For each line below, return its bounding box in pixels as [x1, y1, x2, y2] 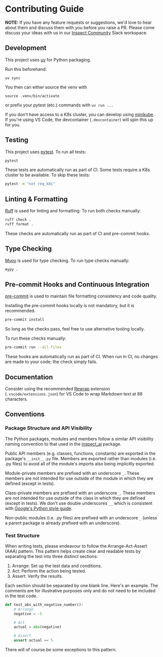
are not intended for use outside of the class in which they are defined [5, 495, 146, 501]
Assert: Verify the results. [12, 573, 63, 579]
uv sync [5, 75, 21, 81]
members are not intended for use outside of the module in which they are [5, 475, 154, 481]
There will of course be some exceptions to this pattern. [5, 647, 117, 653]
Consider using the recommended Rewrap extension [5, 385, 111, 392]
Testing [5, 136, 29, 144]
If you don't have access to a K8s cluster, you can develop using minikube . [5, 111, 155, 117]
